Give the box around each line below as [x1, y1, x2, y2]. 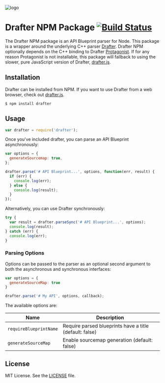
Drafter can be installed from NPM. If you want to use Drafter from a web [5, 86, 152, 92]
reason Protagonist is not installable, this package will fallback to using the [5, 54, 156, 60]
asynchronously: [5, 142, 39, 148]
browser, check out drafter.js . [5, 92, 65, 97]
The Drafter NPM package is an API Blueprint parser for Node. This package [5, 38, 160, 44]
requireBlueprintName [7, 326, 58, 332]
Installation [5, 73, 40, 82]
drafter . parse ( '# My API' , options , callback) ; [5, 293, 105, 299]
